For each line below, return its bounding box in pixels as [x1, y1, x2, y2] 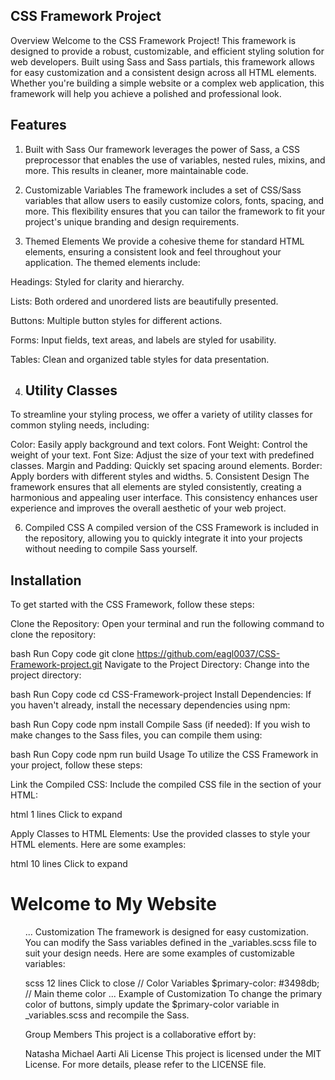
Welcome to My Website [10, 893, 217, 916]
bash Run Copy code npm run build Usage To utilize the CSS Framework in [10, 749, 319, 761]
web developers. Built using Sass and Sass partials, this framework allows [10, 55, 315, 68]
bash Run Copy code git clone [10, 648, 135, 660]
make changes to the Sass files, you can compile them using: [10, 729, 263, 741]
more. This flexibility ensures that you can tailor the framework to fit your [24, 205, 326, 217]
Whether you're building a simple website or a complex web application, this [10, 77, 325, 89]
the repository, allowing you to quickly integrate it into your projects [24, 532, 303, 544]
